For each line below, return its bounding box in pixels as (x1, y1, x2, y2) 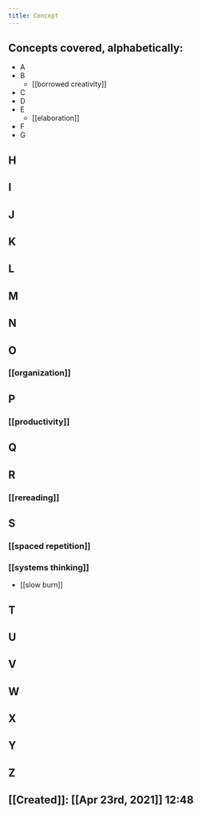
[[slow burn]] (19, 580, 64, 590)
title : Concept (8, 11, 59, 20)
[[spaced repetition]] (8, 540, 91, 551)
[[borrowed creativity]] (31, 79, 107, 89)
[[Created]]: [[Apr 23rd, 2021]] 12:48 (8, 793, 194, 807)
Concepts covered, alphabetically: (8, 42, 184, 55)
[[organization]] (8, 367, 71, 379)
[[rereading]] (8, 492, 60, 503)
